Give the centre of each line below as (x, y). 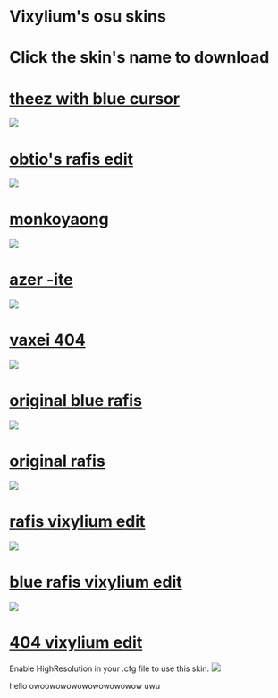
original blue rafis (76, 401)
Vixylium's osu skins (88, 17)
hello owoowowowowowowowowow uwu (85, 685)
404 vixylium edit (76, 642)
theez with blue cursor (95, 98)
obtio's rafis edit (72, 159)
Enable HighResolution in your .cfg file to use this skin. (110, 668)
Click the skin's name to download (139, 58)
